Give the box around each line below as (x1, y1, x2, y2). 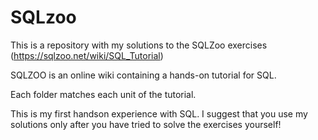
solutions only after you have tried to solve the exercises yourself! (10, 118, 282, 130)
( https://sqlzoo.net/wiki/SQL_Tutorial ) (10, 49, 164, 61)
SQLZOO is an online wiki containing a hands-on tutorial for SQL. (10, 69, 277, 81)
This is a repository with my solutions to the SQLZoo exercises (10, 39, 268, 51)
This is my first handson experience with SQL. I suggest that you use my (10, 107, 308, 120)
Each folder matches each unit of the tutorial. (10, 88, 197, 100)
